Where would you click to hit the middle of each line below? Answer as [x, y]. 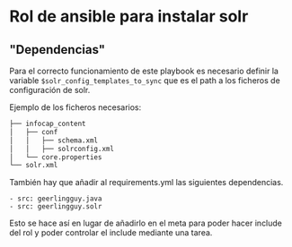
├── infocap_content [48, 123]
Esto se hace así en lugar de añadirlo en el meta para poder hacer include [146, 223]
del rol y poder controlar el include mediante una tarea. [111, 233]
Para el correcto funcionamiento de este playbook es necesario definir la [144, 71]
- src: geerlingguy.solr [56, 207]
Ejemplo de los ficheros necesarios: [75, 107]
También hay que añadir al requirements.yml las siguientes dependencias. [146, 183]
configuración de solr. [50, 90]
